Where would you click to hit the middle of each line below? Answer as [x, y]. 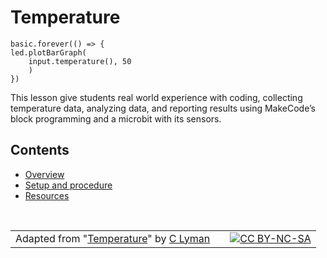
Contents [40, 150]
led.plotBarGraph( [48, 52]
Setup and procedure [68, 185]
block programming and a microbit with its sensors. [116, 118]
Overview [44, 174]
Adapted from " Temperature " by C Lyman [113, 238]
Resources [47, 195]
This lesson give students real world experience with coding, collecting [156, 97]
